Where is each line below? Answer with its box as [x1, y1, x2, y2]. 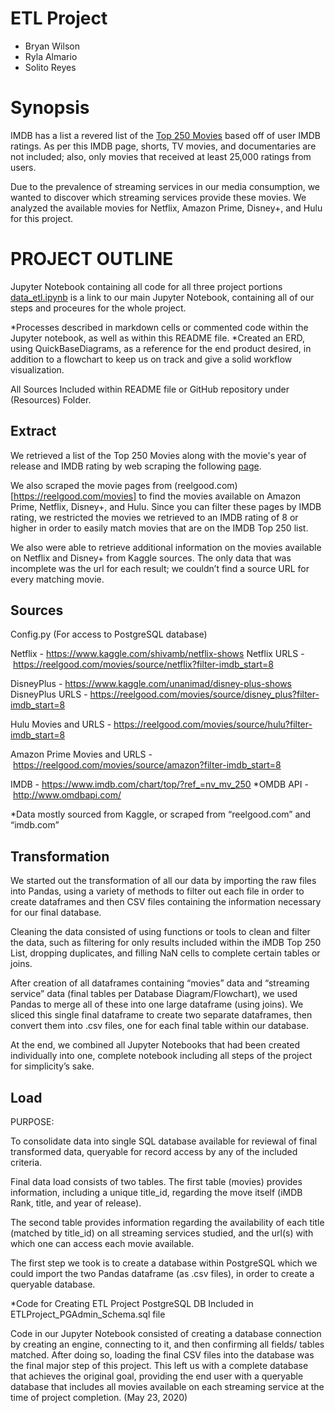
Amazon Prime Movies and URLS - [10, 748, 153, 761]
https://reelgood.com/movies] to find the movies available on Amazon [13, 490, 302, 502]
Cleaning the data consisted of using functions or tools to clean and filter [10, 926, 311, 938]
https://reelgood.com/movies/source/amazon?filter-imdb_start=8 [12, 759, 282, 771]
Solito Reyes [24, 61, 77, 73]
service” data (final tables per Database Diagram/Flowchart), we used [10, 988, 298, 1000]
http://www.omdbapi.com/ [12, 789, 122, 801]
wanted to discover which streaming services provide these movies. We [10, 191, 307, 203]
